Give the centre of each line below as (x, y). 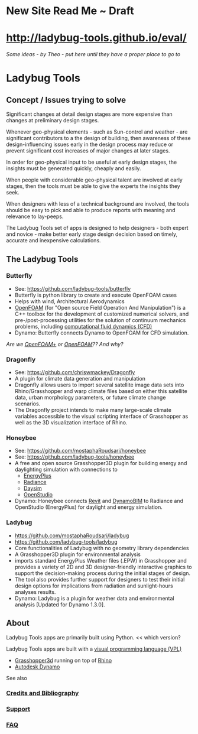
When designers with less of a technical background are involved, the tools (98, 204)
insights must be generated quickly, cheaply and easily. (74, 168)
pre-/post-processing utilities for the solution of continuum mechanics (100, 320)
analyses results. (35, 592)
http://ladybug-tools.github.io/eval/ (97, 38)
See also (17, 678)
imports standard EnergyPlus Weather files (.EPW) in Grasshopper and (101, 560)
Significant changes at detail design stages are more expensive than (89, 114)
